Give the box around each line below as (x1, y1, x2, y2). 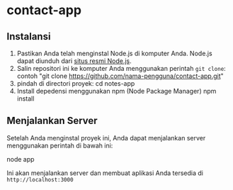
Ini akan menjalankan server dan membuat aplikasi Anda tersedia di (6, 169, 203, 177)
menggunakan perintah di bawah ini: (6, 141, 113, 150)
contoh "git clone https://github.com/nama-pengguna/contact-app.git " (16, 72, 224, 80)
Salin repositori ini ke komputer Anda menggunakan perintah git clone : (16, 65, 226, 72)
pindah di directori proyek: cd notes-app (16, 79, 135, 87)
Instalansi (6, 30, 51, 43)
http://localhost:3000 (6, 176, 74, 183)
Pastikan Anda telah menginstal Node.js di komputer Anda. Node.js (16, 49, 213, 57)
